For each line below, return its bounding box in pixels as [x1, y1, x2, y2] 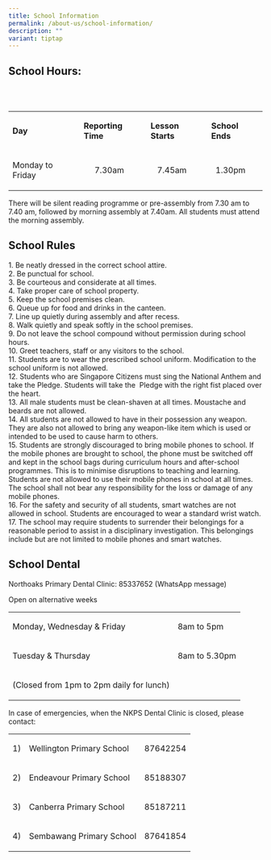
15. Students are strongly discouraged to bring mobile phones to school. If [8, 440, 254, 450]
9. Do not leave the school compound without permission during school [8, 328, 246, 339]
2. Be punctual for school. [8, 268, 94, 278]
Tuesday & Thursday [12, 650, 91, 661]
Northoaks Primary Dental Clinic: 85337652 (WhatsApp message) [8, 579, 227, 588]
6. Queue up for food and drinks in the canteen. [8, 303, 167, 313]
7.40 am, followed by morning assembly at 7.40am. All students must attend [8, 207, 260, 217]
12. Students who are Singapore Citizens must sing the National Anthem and [8, 372, 262, 381]
